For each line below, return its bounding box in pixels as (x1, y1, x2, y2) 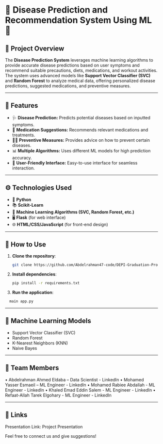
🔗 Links (5, 411, 28, 419)
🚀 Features (5, 101, 38, 110)
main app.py (9, 299, 34, 304)
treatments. (12, 132, 35, 138)
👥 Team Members (5, 364, 59, 372)
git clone (12, 263, 33, 267)
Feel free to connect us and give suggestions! (5, 433, 97, 439)
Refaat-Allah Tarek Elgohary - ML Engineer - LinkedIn (5, 392, 112, 398)
